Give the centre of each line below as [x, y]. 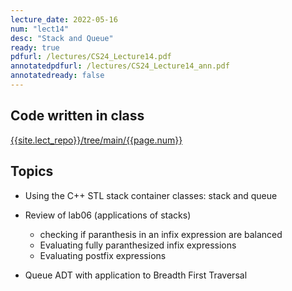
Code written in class [77, 116]
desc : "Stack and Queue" [62, 38]
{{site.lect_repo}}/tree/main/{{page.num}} [96, 140]
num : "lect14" [40, 29]
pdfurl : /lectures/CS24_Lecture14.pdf [91, 57]
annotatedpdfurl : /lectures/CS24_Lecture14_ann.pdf [120, 66]
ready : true [35, 47]
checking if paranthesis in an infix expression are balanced [161, 234]
